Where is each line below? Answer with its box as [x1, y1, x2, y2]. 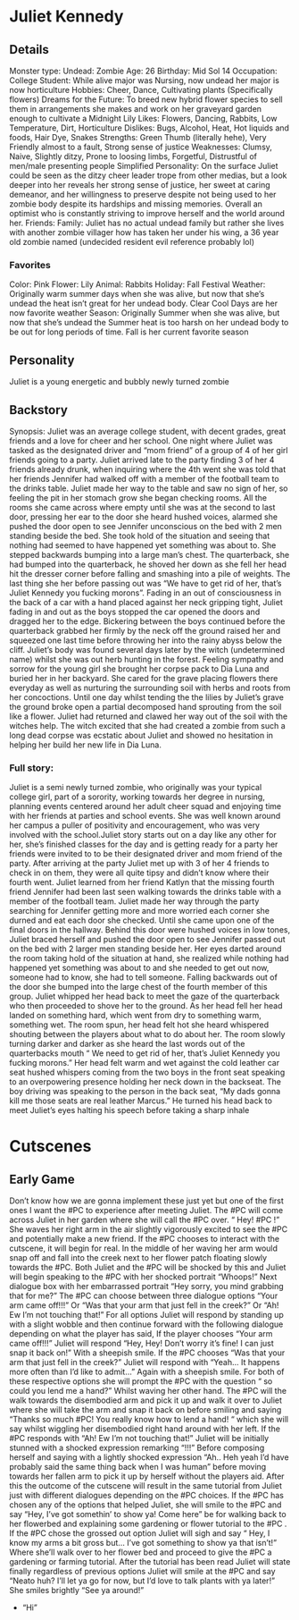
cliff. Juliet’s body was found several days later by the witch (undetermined [9, 644, 286, 654]
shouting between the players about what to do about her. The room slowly [9, 1029, 286, 1040]
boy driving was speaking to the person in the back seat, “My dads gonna [9, 1086, 281, 1097]
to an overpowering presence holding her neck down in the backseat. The [9, 1076, 281, 1087]
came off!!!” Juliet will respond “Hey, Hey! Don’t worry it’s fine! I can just [9, 1338, 274, 1349]
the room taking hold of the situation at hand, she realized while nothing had [9, 953, 289, 964]
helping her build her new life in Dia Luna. [9, 739, 162, 750]
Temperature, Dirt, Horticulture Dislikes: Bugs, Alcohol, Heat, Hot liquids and [9, 122, 290, 133]
